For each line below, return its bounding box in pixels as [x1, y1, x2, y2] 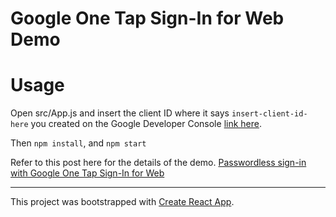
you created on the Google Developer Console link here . [30, 118, 262, 130]
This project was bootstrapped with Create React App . [10, 196, 235, 208]
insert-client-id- [231, 109, 308, 119]
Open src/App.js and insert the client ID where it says [10, 107, 230, 119]
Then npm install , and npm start [10, 137, 147, 149]
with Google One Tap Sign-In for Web [10, 167, 165, 179]
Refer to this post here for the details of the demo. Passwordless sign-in [10, 157, 307, 169]
